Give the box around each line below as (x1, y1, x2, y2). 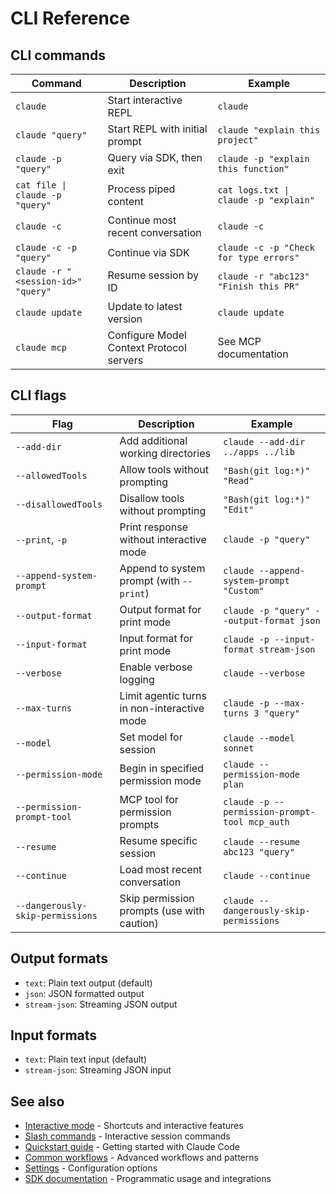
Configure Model (107, 328, 187, 342)
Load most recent (119, 862, 203, 876)
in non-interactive (119, 701, 205, 715)
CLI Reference (10, 7, 130, 30)
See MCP (217, 335, 262, 348)
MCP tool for (119, 792, 179, 806)
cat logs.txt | (217, 185, 290, 196)
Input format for (119, 631, 194, 645)
